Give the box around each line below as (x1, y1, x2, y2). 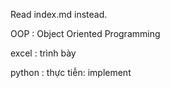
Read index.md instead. (10, 9, 108, 20)
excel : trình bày (10, 47, 77, 59)
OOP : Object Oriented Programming (10, 28, 161, 39)
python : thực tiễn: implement (10, 67, 132, 78)
